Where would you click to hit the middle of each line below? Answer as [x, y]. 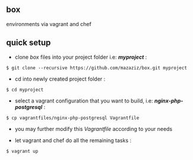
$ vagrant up [22, 151]
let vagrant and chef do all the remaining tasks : [73, 140]
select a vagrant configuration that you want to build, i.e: [84, 101]
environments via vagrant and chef [49, 24]
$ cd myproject [25, 89]
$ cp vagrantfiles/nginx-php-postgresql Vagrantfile [73, 118]
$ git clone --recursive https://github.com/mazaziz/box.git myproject [96, 68]
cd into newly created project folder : [60, 79]
